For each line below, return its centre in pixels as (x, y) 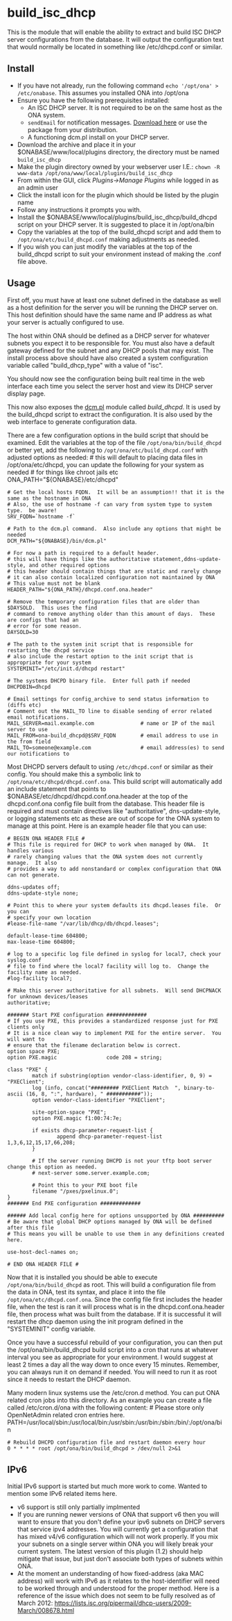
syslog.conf (24, 960)
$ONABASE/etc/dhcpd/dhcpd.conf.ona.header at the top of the (98, 796)
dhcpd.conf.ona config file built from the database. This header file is (106, 804)
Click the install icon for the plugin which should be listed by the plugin (118, 195)
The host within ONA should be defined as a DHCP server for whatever (108, 336)
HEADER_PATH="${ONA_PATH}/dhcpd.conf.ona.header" (80, 589)
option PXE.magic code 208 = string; (85, 1057)
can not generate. (34, 875)
